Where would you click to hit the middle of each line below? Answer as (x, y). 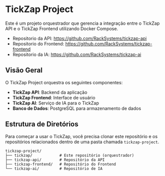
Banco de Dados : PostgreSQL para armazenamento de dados (77, 108)
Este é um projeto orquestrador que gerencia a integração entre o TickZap (82, 23)
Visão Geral (24, 70)
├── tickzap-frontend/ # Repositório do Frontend (61, 164)
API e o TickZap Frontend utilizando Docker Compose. (62, 28)
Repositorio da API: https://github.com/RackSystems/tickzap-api (80, 38)
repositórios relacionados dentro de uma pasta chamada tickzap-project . (82, 142)
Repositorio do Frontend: (38, 43)
